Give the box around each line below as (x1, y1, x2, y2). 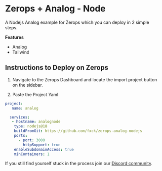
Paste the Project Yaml (12, 91, 58, 97)
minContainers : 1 (14, 152, 50, 157)
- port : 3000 (18, 137, 45, 143)
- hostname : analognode (11, 119, 61, 124)
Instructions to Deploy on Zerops (5, 63, 109, 72)
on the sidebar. (12, 82, 43, 88)
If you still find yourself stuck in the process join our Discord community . (5, 161, 153, 167)
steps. (5, 24, 18, 30)
